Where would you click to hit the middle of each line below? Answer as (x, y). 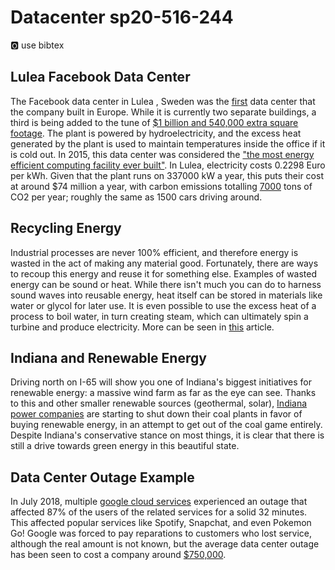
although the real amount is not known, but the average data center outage (165, 544)
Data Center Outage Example (102, 477)
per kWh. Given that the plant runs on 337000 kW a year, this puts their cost (167, 175)
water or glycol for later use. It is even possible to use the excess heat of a (163, 305)
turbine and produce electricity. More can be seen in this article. (142, 327)
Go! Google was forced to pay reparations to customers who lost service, (161, 533)
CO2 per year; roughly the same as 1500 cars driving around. (136, 197)
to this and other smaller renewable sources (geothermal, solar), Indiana (159, 403)
